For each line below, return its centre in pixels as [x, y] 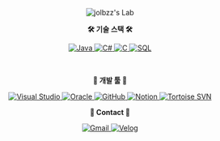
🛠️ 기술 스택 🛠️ [110, 29]
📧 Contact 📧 [110, 112]
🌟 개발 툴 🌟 [110, 80]
